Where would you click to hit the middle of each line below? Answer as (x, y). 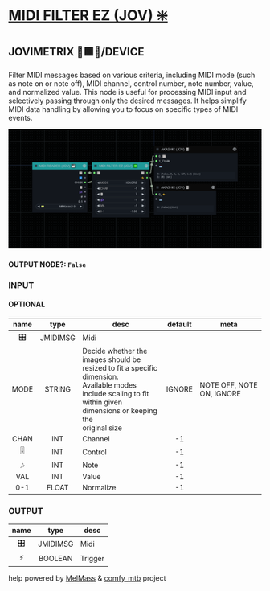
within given (102, 402)
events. (20, 118)
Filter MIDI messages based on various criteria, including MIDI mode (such (132, 75)
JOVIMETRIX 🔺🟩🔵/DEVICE (76, 52)
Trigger (92, 559)
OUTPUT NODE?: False (47, 264)
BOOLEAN (56, 559)
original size (102, 428)
